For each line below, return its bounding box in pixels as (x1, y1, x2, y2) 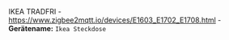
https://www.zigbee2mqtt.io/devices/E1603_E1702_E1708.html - (8, 15, 222, 25)
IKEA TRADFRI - (8, 7, 62, 16)
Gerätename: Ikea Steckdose (8, 24, 107, 33)
